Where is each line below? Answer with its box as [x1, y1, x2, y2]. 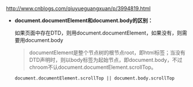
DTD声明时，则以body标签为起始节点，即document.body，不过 [29, 57, 182, 63]
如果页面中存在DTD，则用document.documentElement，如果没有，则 [14, 29, 182, 36]
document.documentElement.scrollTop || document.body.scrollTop [14, 75, 175, 81]
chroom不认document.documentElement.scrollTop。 [29, 64, 157, 71]
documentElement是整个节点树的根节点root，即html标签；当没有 [29, 49, 186, 56]
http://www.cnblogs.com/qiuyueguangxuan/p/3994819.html [6, 5, 151, 12]
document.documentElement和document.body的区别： [14, 17, 153, 24]
